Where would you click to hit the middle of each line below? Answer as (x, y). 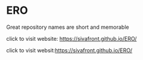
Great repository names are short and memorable (68, 27)
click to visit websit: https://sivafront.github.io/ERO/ (69, 50)
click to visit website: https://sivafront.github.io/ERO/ (71, 38)
